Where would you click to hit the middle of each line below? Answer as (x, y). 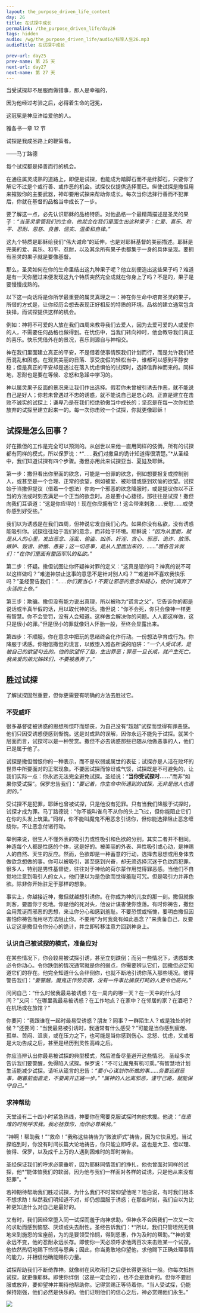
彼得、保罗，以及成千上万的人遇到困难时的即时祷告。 (71, 1152)
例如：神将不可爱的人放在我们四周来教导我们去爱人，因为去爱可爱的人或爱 (97, 325)
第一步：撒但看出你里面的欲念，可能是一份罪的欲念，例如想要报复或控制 (95, 474)
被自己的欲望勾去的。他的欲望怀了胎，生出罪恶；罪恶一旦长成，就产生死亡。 (100, 651)
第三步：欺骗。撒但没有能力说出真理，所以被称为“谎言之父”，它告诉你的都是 (100, 602)
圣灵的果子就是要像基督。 (43, 257)
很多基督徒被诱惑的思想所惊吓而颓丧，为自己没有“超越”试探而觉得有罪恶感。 (100, 726)
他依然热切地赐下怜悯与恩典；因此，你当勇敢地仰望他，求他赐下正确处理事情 (100, 1249)
